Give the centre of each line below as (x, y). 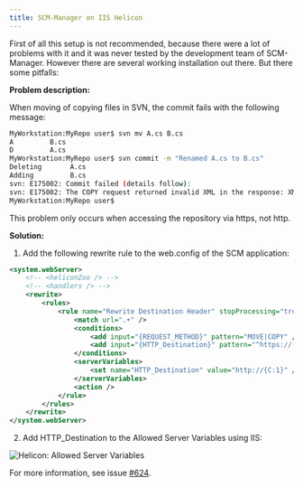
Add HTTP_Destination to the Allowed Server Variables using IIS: (142, 438)
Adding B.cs (48, 175)
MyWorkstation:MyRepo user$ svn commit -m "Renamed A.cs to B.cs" (137, 159)
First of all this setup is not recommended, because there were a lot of (140, 43)
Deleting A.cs (48, 167)
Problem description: (50, 89)
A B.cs (38, 142)
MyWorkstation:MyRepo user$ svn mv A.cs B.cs (96, 133)
